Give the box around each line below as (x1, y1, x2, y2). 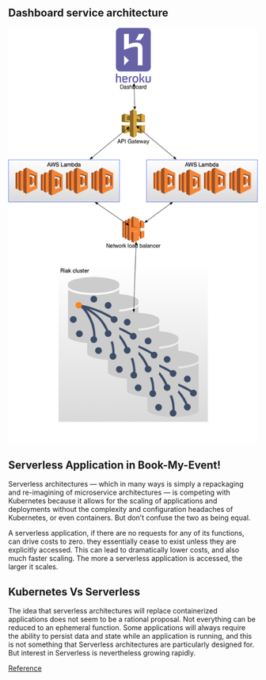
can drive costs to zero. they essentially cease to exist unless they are (8, 537, 237, 546)
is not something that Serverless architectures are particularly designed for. (8, 640, 255, 649)
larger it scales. (8, 562, 59, 571)
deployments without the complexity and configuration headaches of (8, 505, 234, 514)
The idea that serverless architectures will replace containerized (8, 606, 218, 616)
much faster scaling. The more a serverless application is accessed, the (8, 554, 243, 563)
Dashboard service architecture (8, 6, 169, 20)
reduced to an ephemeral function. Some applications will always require (8, 623, 246, 632)
